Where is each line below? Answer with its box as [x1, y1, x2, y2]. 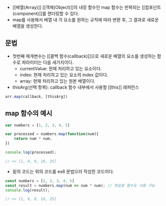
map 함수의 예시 [5, 109, 53, 118]
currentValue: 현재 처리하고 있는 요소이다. [19, 65, 102, 71]
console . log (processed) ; [5, 150, 57, 155]
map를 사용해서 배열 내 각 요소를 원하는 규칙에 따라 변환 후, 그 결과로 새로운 [12, 17, 159, 22]
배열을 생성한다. [12, 23, 43, 29]
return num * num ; [14, 136, 52, 141]
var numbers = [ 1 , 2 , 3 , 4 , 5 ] [5, 122, 70, 128]
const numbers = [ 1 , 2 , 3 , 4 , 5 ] [5, 178, 75, 183]
